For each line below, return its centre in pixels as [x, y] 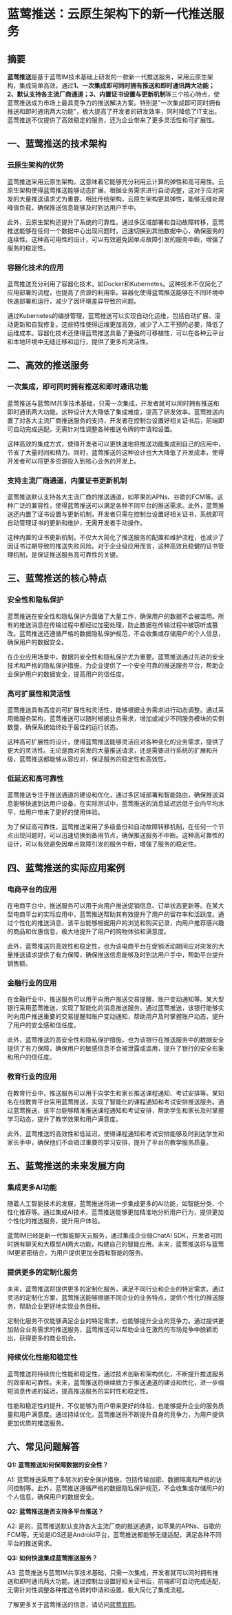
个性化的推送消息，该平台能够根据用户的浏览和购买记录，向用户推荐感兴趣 [118, 922]
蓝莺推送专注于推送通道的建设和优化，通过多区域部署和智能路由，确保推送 [113, 795]
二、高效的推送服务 [48, 365]
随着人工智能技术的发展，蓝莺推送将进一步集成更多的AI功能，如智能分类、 [113, 1204]
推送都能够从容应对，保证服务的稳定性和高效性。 [100, 759]
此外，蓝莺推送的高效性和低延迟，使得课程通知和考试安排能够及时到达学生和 [116, 1133]
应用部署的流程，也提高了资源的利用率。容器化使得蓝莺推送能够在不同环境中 [116, 292]
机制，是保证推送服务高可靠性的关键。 [67, 554]
